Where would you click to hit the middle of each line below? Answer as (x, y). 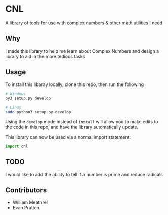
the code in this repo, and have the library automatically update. (72, 127)
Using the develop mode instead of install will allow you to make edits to (82, 122)
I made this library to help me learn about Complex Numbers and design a (82, 51)
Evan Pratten (26, 207)
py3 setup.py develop (28, 98)
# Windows (16, 94)
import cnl (17, 146)
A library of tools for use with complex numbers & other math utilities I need (84, 23)
